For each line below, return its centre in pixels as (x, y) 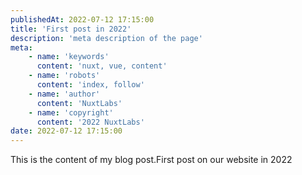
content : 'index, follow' (90, 85)
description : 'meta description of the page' (106, 38)
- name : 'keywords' (69, 57)
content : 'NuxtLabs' (79, 103)
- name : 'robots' (64, 76)
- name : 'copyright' (71, 112)
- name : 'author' (64, 94)
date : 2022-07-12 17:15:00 (66, 131)
